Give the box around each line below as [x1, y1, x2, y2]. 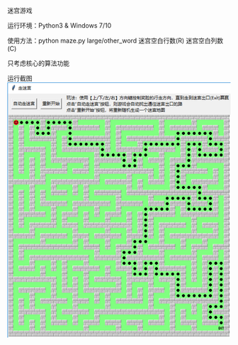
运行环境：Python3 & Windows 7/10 [7, 21, 112, 30]
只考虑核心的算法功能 [7, 59, 69, 67]
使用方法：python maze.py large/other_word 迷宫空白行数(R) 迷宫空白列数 [7, 36, 224, 45]
